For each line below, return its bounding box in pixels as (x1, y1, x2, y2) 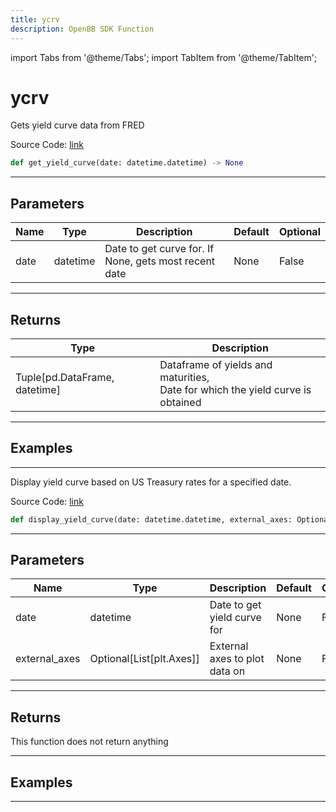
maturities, (159, 370, 210, 384)
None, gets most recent (104, 254, 216, 268)
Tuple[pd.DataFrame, (15, 370, 115, 384)
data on (209, 664, 246, 678)
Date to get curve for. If (104, 242, 215, 256)
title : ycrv (10, 14, 60, 25)
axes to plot (209, 652, 265, 666)
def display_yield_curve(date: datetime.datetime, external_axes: (10, 514, 293, 525)
